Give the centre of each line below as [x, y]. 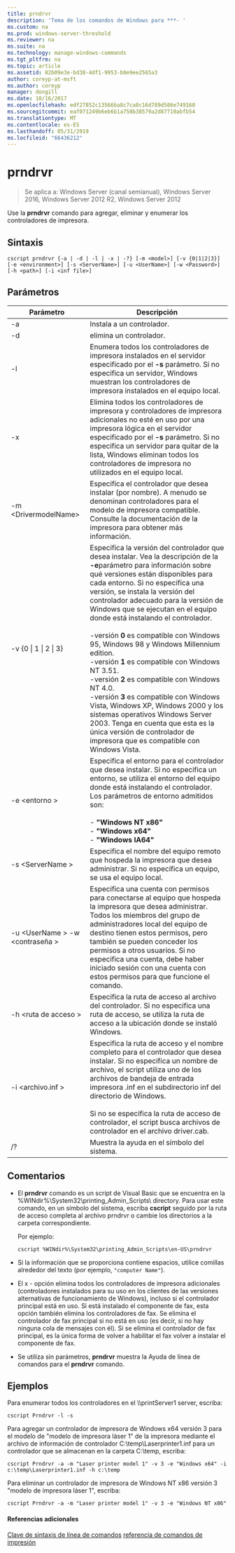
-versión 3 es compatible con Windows [155, 697]
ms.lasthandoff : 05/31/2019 [48, 131]
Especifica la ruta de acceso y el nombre [157, 1043]
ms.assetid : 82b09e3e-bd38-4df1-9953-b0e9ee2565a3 [83, 72]
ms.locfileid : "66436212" [45, 138]
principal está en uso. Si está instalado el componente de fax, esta [113, 1305]
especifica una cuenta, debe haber [147, 959]
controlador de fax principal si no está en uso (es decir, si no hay [111, 1321]
